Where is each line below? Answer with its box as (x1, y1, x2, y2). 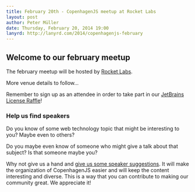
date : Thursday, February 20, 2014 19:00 (6, 25, 109, 31)
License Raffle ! (6, 97, 42, 104)
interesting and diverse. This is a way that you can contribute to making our (6, 173, 189, 180)
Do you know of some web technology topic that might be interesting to (6, 125, 180, 133)
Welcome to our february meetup (6, 52, 130, 62)
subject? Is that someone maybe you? (6, 149, 98, 156)
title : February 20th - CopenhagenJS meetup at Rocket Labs (6, 8, 157, 15)
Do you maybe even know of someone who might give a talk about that (6, 143, 179, 150)
